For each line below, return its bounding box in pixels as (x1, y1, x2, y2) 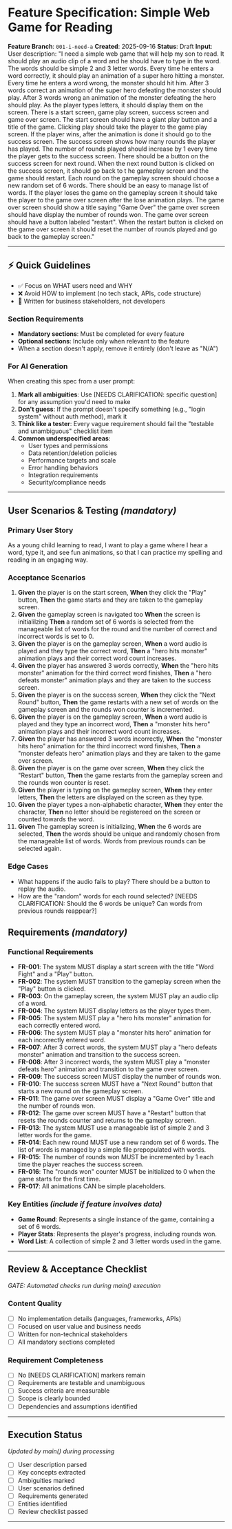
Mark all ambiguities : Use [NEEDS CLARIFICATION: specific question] (17, 390, 218, 399)
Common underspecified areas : (17, 434, 111, 443)
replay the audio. (17, 885, 66, 893)
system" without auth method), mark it (17, 412, 127, 421)
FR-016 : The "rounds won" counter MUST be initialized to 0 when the (17, 1168, 215, 1176)
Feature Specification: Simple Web (8, 5, 211, 21)
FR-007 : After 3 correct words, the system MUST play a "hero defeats (17, 1043, 218, 1051)
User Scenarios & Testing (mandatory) (8, 505, 177, 516)
